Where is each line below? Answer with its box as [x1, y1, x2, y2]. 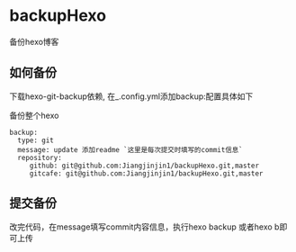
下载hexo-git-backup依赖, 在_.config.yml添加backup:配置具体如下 [9, 91, 254, 102]
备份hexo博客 [9, 36, 59, 47]
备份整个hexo [9, 110, 59, 121]
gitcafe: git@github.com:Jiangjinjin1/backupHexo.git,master [29, 168, 264, 178]
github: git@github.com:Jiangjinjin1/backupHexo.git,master [29, 161, 259, 170]
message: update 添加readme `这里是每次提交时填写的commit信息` [17, 145, 243, 154]
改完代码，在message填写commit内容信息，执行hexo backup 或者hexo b [9, 221, 280, 232]
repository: [17, 153, 63, 162]
